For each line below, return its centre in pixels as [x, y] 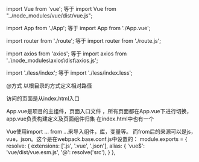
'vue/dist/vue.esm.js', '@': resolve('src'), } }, [61, 152]
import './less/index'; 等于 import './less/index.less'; [69, 73]
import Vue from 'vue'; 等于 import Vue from [61, 9]
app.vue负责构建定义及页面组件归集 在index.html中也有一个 [80, 119]
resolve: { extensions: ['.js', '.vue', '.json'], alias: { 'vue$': [76, 146]
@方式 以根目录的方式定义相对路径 [49, 86]
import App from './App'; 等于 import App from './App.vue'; [78, 28]
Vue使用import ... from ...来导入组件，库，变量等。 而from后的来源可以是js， [101, 132]
